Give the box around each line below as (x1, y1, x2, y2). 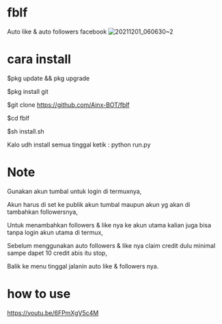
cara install (7, 51, 72, 67)
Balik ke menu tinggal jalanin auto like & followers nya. (7, 262, 159, 270)
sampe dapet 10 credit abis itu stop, (7, 249, 108, 257)
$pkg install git (7, 87, 49, 95)
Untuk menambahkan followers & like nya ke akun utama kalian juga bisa (7, 221, 212, 229)
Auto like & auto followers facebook (7, 27, 107, 36)
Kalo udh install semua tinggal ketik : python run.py (7, 140, 151, 149)
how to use (7, 286, 71, 301)
